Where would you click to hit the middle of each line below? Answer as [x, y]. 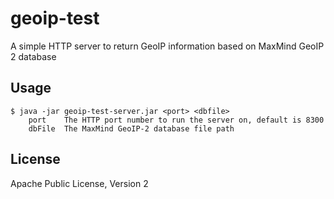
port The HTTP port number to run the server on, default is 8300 [176, 120]
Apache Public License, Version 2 [79, 183]
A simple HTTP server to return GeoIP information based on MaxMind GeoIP [167, 46]
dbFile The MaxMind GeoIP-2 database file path [131, 128]
